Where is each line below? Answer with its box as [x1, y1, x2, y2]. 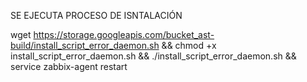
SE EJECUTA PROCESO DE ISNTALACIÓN [10, 10, 183, 21]
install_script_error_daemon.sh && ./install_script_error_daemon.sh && [10, 50, 297, 62]
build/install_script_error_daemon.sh [10, 40, 160, 51]
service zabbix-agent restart [10, 61, 128, 72]
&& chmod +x [161, 40, 217, 51]
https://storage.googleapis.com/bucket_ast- [33, 29, 215, 40]
